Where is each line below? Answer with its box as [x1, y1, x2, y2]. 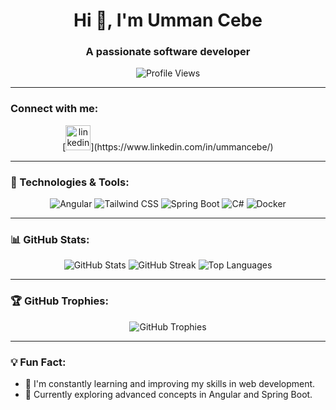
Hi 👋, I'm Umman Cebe [73, 9, 263, 32]
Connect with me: [10, 102, 99, 116]
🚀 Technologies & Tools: [10, 175, 130, 189]
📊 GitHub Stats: [10, 233, 90, 246]
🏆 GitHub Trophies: [10, 294, 109, 308]
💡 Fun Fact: [10, 355, 67, 369]
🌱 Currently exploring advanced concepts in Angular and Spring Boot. [24, 388, 313, 400]
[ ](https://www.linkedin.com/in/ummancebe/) [62, 140, 274, 153]
